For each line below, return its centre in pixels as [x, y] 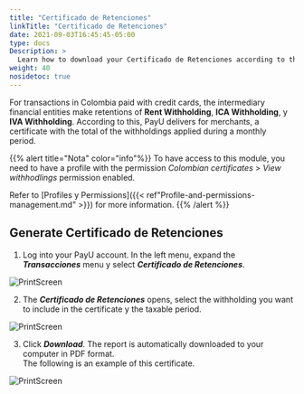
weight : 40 [30, 69]
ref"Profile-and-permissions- [200, 194]
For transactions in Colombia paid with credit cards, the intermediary [137, 102]
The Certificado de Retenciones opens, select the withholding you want [158, 299]
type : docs [30, 43]
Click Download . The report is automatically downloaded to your [143, 343]
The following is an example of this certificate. [109, 363]
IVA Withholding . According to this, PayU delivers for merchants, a [134, 121]
